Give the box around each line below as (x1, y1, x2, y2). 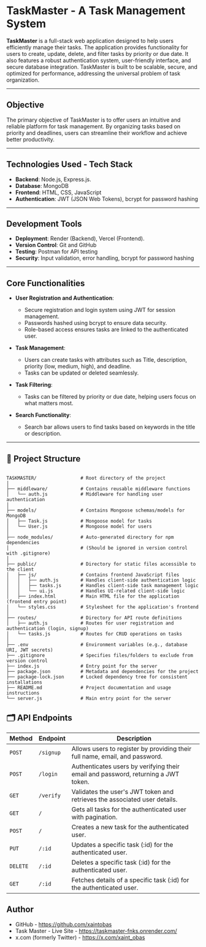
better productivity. (6, 136, 55, 143)
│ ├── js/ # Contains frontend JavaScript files (6, 572, 180, 578)
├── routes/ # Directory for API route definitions (6, 615, 183, 621)
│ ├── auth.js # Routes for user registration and (6, 620, 174, 626)
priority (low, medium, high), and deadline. (24, 363, 132, 370)
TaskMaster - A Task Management (6, 4, 186, 18)
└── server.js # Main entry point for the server (6, 695, 172, 701)
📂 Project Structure (6, 453, 81, 464)
